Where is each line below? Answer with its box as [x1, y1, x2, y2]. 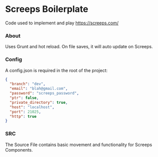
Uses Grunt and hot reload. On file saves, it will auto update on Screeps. [5, 44, 153, 50]
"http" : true [9, 114, 37, 119]
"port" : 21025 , [9, 109, 41, 114]
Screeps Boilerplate [5, 3, 89, 15]
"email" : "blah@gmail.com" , [9, 86, 68, 91]
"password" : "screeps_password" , [9, 91, 79, 96]
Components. [5, 147, 33, 153]
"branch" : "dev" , [9, 81, 46, 86]
